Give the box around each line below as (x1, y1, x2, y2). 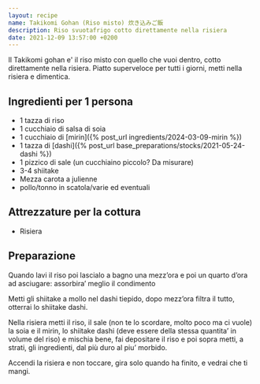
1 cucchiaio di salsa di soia (19, 124, 106, 134)
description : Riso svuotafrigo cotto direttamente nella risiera (8, 26, 227, 34)
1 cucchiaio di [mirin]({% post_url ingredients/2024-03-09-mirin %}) (19, 132, 243, 142)
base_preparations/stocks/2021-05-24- (116, 141, 246, 151)
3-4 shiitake (19, 166, 59, 176)
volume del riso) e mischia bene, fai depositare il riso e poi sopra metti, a (8, 334, 244, 344)
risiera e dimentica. (8, 72, 71, 81)
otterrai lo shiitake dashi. (8, 302, 88, 311)
